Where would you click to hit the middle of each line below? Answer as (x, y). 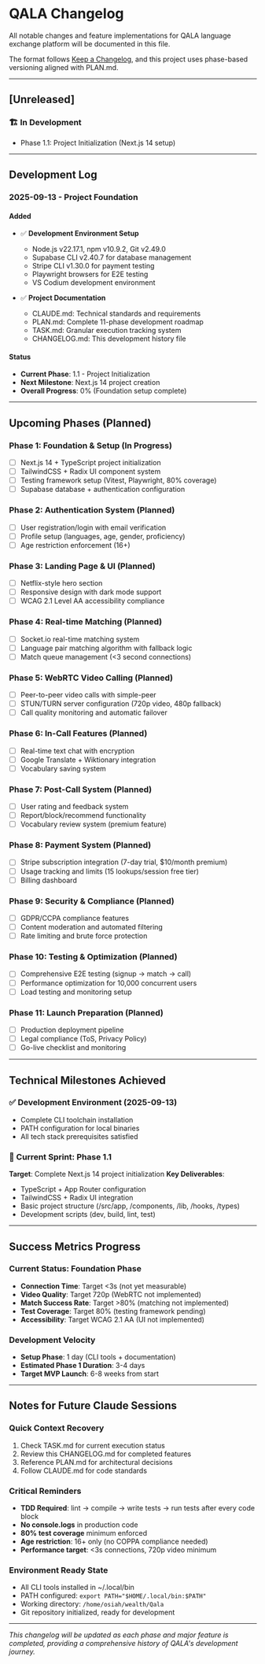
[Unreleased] (42, 100)
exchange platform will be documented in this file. (90, 43)
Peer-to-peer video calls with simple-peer (88, 695)
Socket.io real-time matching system (80, 639)
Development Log (53, 175)
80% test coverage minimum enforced (84, 1533)
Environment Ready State (59, 1570)
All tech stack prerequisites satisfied (79, 1136)
